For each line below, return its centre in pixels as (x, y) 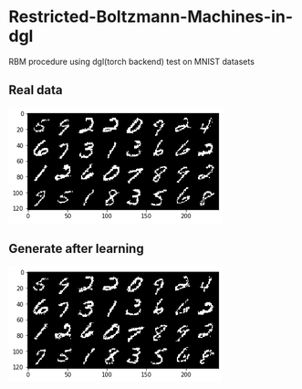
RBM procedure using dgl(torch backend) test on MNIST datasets (131, 61)
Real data (36, 90)
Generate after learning (76, 249)
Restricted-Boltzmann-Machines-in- (151, 17)
